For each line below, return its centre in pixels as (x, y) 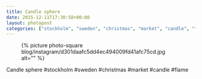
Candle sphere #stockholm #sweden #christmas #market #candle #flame (97, 70)
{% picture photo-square (52, 45)
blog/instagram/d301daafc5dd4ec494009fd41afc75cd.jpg (93, 52)
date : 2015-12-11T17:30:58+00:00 (48, 17)
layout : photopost (29, 23)
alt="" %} (33, 58)
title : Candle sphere (33, 12)
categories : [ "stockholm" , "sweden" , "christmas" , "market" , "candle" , (98, 28)
